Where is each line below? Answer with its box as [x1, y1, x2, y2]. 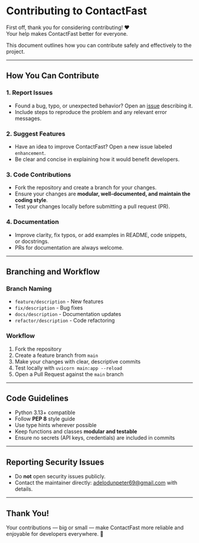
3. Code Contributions [6, 171, 71, 179]
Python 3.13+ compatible [14, 409, 76, 416]
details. [14, 485, 33, 493]
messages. [14, 115, 42, 122]
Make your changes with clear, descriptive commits [14, 358, 141, 365]
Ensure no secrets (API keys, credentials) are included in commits [14, 434, 175, 441]
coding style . [14, 197, 49, 204]
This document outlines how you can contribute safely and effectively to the [6, 42, 192, 49]
